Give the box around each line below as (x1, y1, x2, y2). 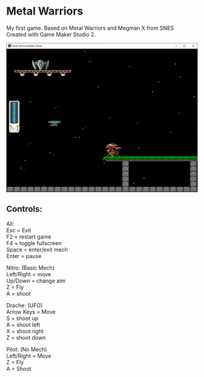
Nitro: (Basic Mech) (6, 264, 55, 271)
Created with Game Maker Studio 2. (6, 30, 96, 38)
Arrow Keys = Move (6, 308, 56, 315)
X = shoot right (6, 327, 44, 335)
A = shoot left (6, 321, 41, 328)
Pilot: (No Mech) (6, 345, 47, 353)
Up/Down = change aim (6, 277, 66, 284)
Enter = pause (6, 252, 42, 259)
